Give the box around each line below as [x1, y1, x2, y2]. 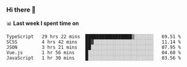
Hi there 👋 [6, 5, 37, 14]
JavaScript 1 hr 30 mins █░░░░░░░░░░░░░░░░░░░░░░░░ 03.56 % [6, 55, 182, 62]
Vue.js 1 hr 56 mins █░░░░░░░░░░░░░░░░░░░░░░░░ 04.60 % [6, 50, 182, 56]
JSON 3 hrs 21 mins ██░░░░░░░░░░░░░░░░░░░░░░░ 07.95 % [6, 44, 182, 51]
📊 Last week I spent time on [6, 19, 79, 27]
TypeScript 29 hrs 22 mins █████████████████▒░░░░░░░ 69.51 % [6, 33, 182, 40]
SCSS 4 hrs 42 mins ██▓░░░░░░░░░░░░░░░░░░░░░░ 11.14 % [6, 39, 182, 45]
